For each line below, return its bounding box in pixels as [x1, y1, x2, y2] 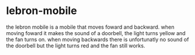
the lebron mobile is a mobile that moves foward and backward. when [6, 23, 174, 30]
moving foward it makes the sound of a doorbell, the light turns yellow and [6, 29, 186, 36]
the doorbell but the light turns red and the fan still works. [6, 42, 146, 49]
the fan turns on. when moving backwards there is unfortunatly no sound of [6, 36, 189, 43]
